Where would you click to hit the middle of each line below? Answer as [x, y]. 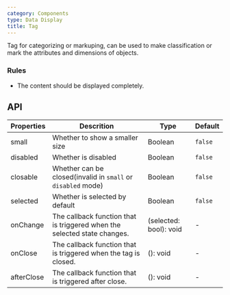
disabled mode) [78, 185]
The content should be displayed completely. [80, 86]
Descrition [97, 126]
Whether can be [78, 168]
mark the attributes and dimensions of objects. [73, 53]
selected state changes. [91, 233]
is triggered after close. [90, 281]
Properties [28, 126]
